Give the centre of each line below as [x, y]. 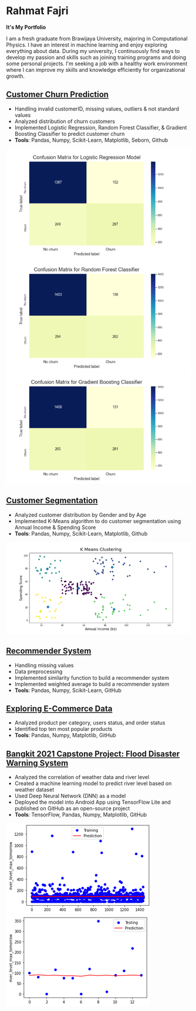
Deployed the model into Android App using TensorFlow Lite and [93, 802]
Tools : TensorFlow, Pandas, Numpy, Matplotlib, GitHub [81, 815]
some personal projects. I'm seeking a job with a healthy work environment [97, 64]
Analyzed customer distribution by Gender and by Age [80, 515]
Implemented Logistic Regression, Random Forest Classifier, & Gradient [101, 127]
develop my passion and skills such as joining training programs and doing [96, 57]
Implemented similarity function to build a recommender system [92, 677]
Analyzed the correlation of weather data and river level [82, 777]
